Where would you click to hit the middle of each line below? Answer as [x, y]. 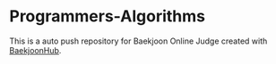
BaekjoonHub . [35, 50]
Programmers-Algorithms [108, 16]
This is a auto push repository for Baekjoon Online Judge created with [138, 41]
